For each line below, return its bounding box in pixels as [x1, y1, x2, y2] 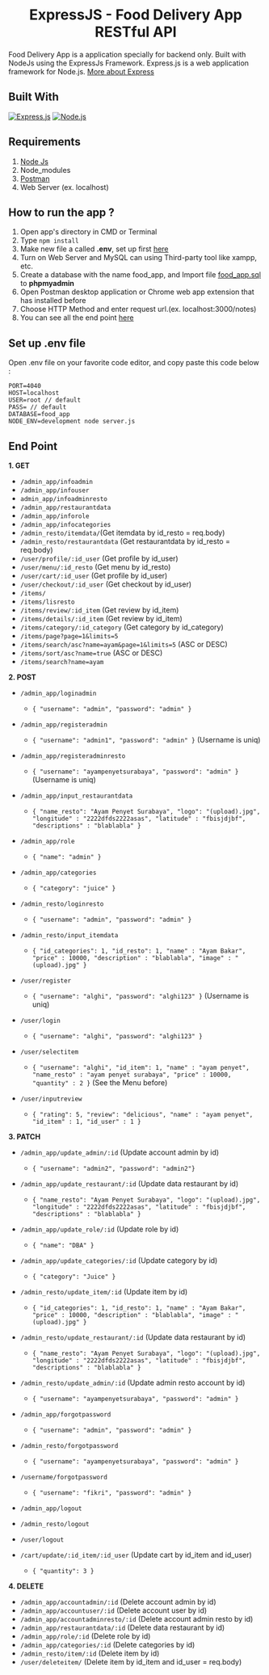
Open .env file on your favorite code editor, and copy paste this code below [8, 358, 260, 368]
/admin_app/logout [19, 1505, 82, 1513]
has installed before [19, 296, 86, 305]
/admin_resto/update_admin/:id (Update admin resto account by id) [19, 1378, 246, 1387]
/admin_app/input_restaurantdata [19, 792, 133, 800]
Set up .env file [8, 336, 86, 350]
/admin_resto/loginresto [19, 900, 104, 908]
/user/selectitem [19, 1048, 79, 1056]
